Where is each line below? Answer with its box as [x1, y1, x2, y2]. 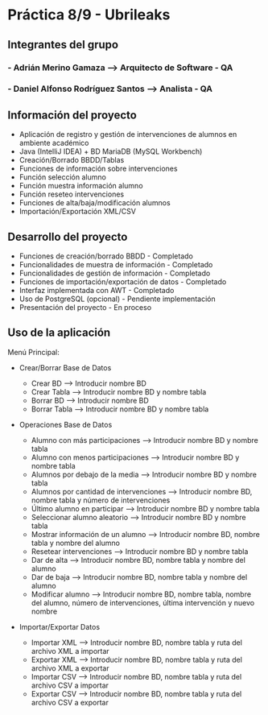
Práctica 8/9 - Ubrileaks [7, 6, 171, 24]
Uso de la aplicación [7, 326, 111, 340]
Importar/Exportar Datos [19, 622, 101, 631]
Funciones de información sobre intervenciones [19, 163, 178, 174]
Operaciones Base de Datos [19, 419, 113, 429]
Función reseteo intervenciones [19, 189, 125, 199]
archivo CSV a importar [31, 680, 109, 690]
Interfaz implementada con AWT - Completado [19, 286, 175, 296]
